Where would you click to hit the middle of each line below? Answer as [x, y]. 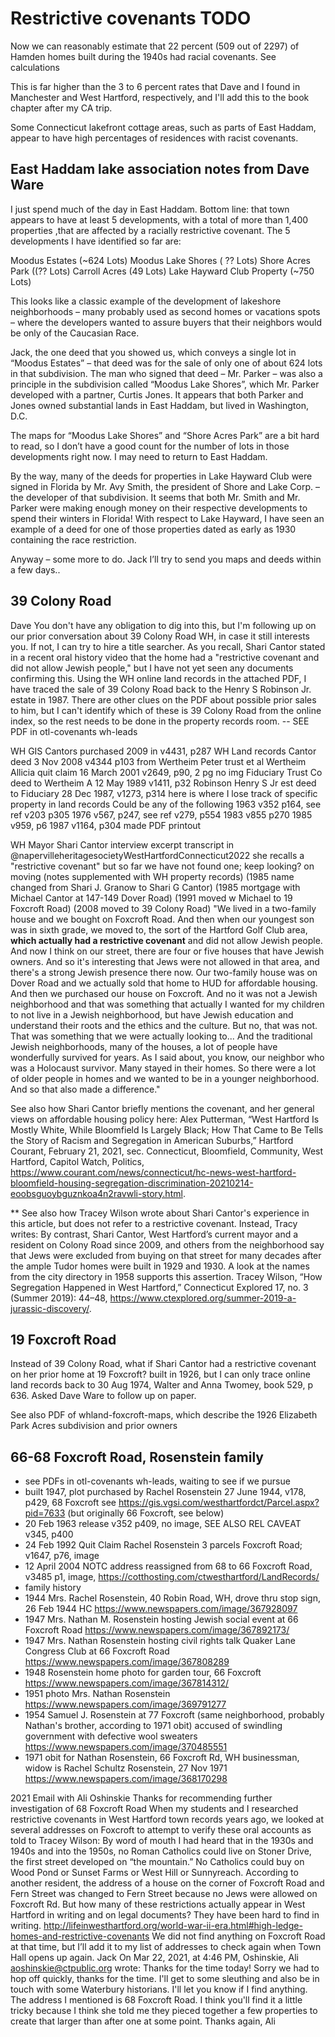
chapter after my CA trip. [61, 108]
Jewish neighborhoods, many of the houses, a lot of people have [144, 1046]
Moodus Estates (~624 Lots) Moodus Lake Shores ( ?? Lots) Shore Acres [160, 260]
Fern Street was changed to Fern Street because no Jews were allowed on [164, 1894]
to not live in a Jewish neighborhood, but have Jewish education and [152, 1014]
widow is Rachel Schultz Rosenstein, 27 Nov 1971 [126, 1768]
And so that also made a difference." [85, 1089]
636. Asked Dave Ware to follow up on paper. [103, 1396]
